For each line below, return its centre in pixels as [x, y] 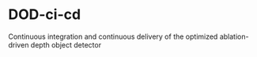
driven [19, 44]
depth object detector [66, 44]
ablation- [234, 36]
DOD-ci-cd [45, 15]
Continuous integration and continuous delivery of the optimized [113, 36]
